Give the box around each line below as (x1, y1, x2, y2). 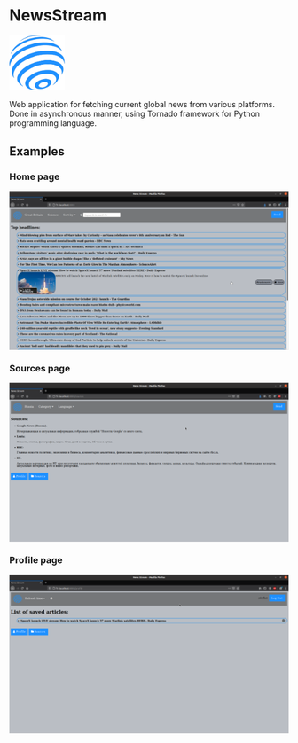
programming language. (9, 118, 98, 129)
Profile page (9, 554, 64, 567)
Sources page (9, 362, 71, 374)
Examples (9, 144, 65, 159)
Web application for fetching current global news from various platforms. (9, 99, 275, 110)
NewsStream (9, 5, 107, 26)
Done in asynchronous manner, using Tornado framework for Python (9, 108, 260, 120)
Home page (9, 170, 60, 183)
